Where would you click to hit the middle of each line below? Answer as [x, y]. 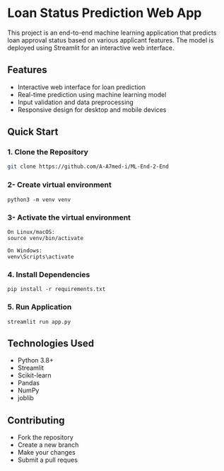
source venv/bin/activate [45, 238]
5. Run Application [40, 307]
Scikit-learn [34, 375]
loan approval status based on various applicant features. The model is [111, 40]
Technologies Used [51, 343]
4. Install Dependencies [49, 274]
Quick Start [33, 132]
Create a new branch [48, 445]
